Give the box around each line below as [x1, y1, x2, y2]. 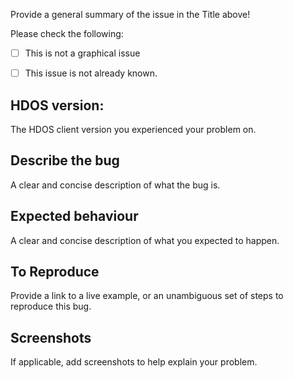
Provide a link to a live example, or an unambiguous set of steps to [10, 290, 284, 302]
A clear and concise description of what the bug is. [10, 179, 221, 191]
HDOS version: [10, 97, 105, 114]
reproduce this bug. [10, 300, 92, 313]
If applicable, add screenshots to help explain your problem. [10, 356, 258, 368]
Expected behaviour [10, 208, 139, 225]
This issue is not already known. [24, 67, 158, 79]
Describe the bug [10, 152, 120, 169]
